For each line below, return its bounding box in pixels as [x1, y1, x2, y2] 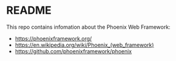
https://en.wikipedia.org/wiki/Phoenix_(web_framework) [14, 41, 154, 48]
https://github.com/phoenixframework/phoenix [14, 47, 132, 54]
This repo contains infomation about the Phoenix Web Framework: [6, 23, 171, 30]
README [6, 4, 52, 17]
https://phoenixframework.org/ [14, 35, 92, 42]
